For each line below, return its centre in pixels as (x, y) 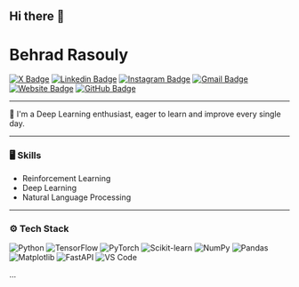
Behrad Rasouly (69, 55)
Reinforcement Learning (66, 178)
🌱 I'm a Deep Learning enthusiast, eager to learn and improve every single (145, 114)
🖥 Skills (25, 155)
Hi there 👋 (37, 16)
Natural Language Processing (77, 197)
